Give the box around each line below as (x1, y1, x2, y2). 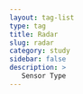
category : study (9, 47, 70, 56)
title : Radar (9, 30, 59, 38)
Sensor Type (21, 72, 67, 81)
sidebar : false (9, 55, 67, 64)
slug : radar (9, 38, 54, 47)
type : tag (9, 21, 47, 30)
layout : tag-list (9, 13, 75, 22)
